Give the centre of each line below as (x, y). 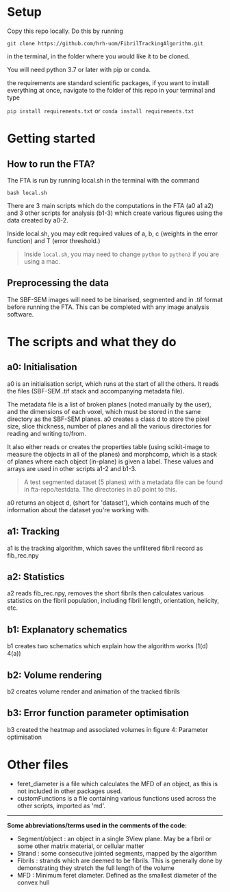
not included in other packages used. (69, 791)
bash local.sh (27, 193)
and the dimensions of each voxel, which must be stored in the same (104, 411)
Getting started (51, 139)
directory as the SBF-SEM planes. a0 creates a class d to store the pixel (108, 419)
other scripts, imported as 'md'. (61, 805)
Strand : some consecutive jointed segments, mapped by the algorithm (117, 853)
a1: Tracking (34, 532)
